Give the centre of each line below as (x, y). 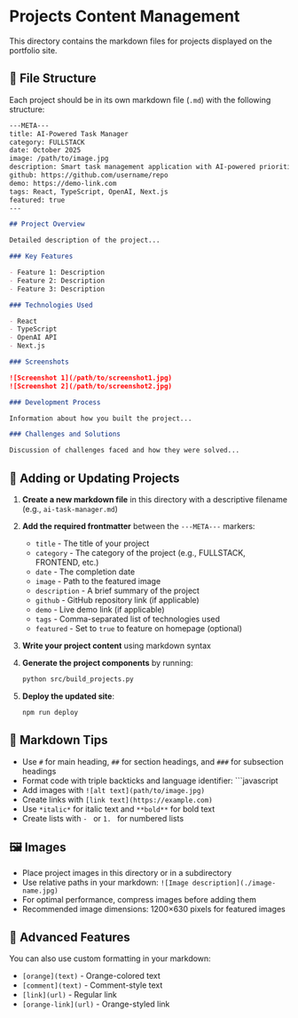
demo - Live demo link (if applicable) (100, 609)
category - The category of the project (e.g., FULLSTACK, (140, 552)
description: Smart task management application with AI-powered (132, 167)
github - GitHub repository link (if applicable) (117, 600)
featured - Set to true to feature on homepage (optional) (138, 628)
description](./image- (234, 883)
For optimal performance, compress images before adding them (139, 900)
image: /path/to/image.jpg (59, 159)
